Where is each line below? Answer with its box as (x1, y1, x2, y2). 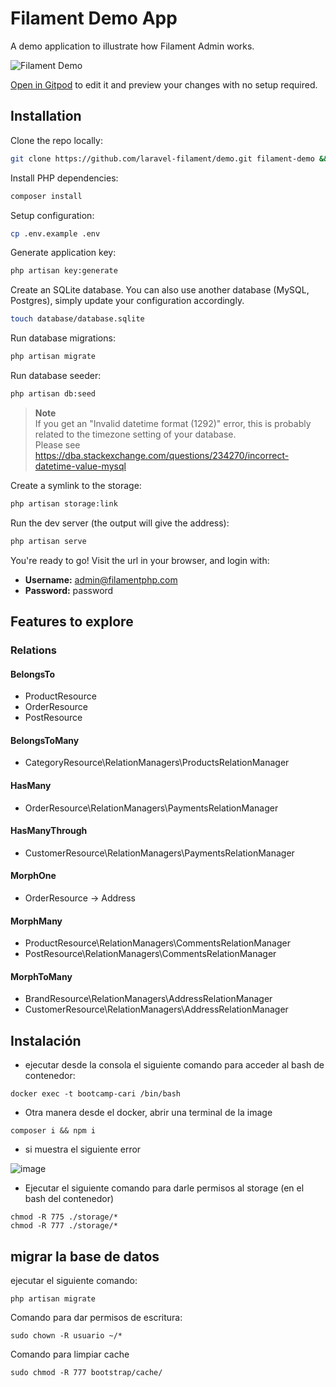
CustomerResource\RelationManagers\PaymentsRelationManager (24, 847, 295, 859)
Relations (10, 643, 58, 657)
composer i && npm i (10, 1126, 97, 1136)
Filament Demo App (10, 7, 178, 30)
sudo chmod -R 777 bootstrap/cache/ (10, 1367, 163, 1377)
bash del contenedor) (24, 1193, 115, 1205)
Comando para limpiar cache (10, 1348, 130, 1360)
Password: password (24, 584, 114, 596)
